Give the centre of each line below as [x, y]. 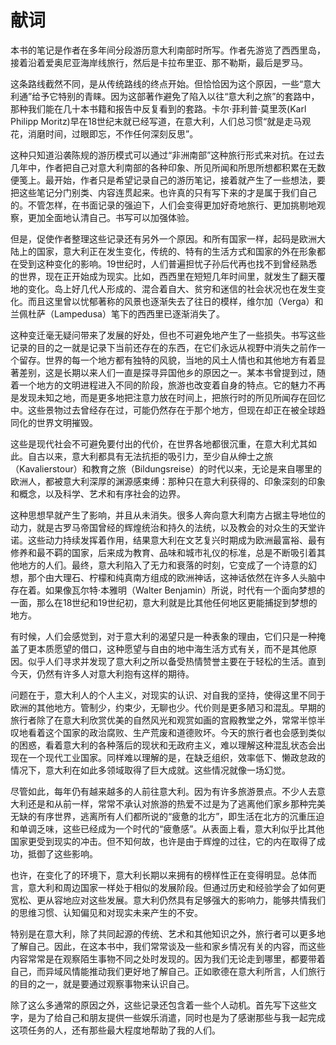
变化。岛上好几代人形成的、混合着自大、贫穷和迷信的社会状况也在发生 [172, 288]
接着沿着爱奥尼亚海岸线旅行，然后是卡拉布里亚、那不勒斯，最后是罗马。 [159, 62]
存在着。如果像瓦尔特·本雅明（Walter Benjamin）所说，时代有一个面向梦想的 [168, 590]
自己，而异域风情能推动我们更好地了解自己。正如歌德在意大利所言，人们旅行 [168, 971]
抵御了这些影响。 [62, 853]
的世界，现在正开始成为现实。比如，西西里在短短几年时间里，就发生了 [155, 276]
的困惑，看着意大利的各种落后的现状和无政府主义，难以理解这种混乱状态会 [163, 745]
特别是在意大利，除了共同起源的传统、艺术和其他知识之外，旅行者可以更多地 [168, 933]
